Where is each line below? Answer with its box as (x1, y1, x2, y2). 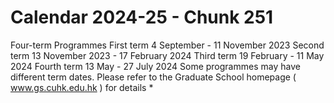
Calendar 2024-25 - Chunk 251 (10, 6, 274, 29)
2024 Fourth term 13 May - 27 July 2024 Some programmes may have (10, 60, 301, 72)
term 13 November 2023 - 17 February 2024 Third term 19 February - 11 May (10, 49, 325, 61)
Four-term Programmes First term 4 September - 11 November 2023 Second (10, 39, 325, 51)
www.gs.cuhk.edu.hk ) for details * (10, 81, 154, 93)
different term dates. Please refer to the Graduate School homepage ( (10, 71, 297, 83)
